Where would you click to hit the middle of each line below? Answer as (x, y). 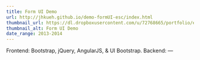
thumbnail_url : (25, 23)
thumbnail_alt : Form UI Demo (42, 28)
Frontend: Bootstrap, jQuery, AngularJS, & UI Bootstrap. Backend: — (90, 50)
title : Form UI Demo (32, 12)
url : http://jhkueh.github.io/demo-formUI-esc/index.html (79, 17)
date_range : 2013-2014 (34, 34)
